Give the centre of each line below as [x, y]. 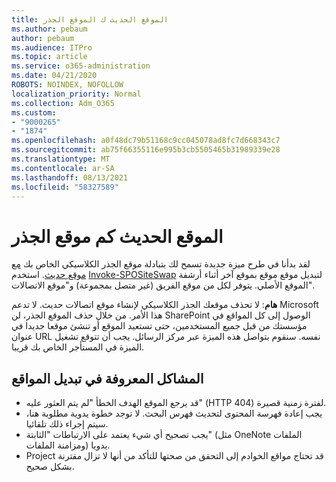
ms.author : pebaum [49, 29]
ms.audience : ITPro [52, 47]
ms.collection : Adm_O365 [63, 103]
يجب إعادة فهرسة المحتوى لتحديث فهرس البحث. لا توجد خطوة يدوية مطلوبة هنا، [174, 413]
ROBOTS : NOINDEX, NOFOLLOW [67, 85]
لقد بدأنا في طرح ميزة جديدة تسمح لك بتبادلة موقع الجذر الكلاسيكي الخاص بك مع [161, 264]
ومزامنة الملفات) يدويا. [68, 445]
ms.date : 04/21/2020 [54, 76]
